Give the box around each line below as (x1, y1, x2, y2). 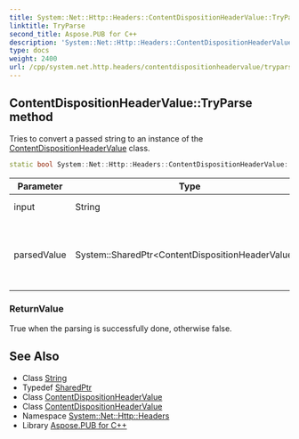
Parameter (17, 180, 63, 192)
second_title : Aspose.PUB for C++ (9, 29, 138, 38)
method (9, 110, 53, 125)
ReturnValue (9, 303, 64, 315)
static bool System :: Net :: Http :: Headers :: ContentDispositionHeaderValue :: (9, 159, 293, 169)
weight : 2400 (9, 54, 58, 63)
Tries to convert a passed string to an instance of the (9, 133, 204, 143)
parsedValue (13, 248, 67, 261)
